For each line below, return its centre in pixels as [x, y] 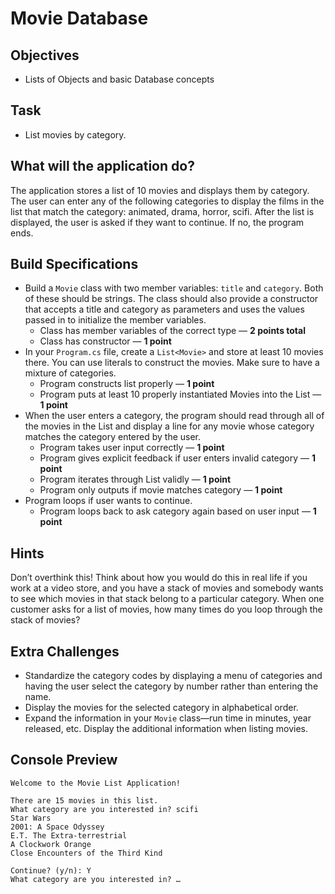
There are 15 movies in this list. [84, 800]
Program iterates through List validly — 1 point [135, 479]
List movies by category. [75, 134]
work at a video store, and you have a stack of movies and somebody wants [167, 588]
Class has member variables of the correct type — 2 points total [172, 331]
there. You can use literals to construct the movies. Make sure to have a [172, 363]
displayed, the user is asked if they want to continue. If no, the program [157, 222]
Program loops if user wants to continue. [108, 501]
